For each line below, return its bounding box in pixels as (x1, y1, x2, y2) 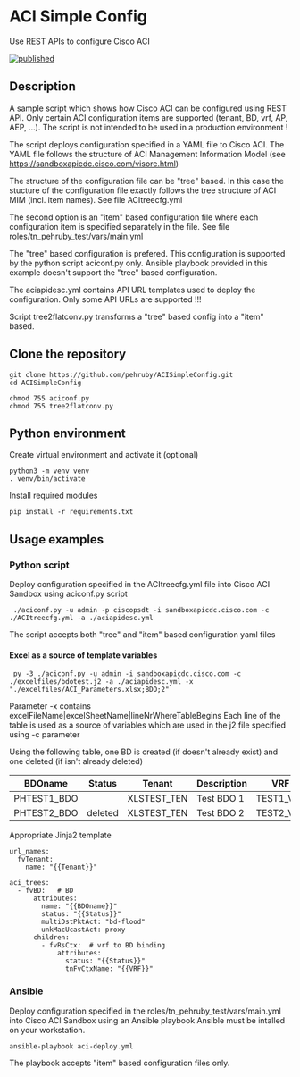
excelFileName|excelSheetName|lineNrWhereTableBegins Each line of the (9, 711, 281, 721)
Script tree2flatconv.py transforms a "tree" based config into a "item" (9, 311, 265, 322)
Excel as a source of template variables (9, 650, 158, 661)
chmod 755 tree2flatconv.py (9, 401, 114, 410)
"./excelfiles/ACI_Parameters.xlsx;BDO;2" (9, 686, 170, 694)
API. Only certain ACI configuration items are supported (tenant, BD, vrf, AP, (9, 112, 288, 122)
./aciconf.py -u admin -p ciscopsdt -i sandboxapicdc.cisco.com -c (12, 606, 270, 615)
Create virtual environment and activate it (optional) (9, 450, 199, 460)
